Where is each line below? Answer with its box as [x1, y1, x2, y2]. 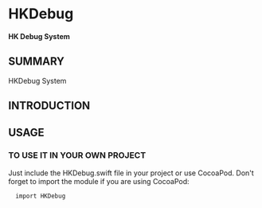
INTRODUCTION [8, 99, 91, 112]
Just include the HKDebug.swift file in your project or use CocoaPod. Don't [8, 168, 255, 178]
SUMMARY [8, 55, 65, 69]
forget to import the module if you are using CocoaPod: [8, 176, 190, 186]
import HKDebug [15, 192, 66, 200]
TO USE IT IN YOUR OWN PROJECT [8, 150, 147, 161]
